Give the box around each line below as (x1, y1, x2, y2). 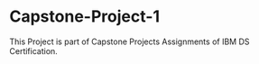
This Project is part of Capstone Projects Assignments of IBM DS (9, 36, 250, 47)
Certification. (9, 45, 59, 56)
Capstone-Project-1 (9, 6, 161, 27)
